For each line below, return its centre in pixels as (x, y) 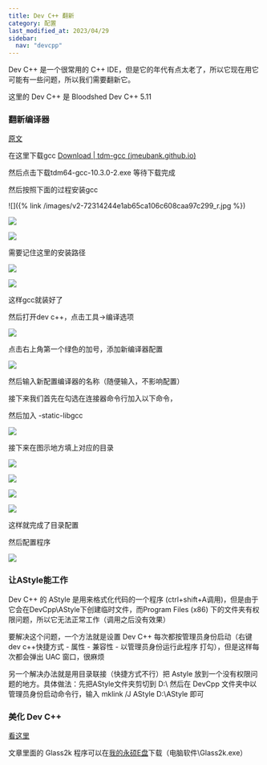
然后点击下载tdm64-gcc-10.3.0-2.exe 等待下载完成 (92, 173)
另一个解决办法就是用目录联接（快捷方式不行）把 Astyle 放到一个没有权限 (129, 673)
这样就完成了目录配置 (43, 525)
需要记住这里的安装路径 (47, 253)
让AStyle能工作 (38, 580)
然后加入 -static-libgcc (46, 416)
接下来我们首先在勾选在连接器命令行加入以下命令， (93, 398)
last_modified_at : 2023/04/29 (59, 31)
